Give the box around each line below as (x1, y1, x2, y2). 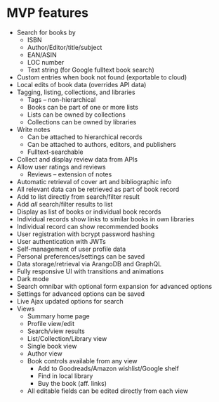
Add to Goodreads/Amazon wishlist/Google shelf (37, 364, 180, 372)
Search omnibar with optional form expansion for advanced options (16, 282, 212, 290)
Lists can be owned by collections (27, 110, 126, 119)
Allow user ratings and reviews (16, 162, 106, 171)
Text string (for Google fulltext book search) (27, 65, 155, 74)
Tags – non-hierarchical (27, 95, 96, 103)
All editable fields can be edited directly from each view (27, 387, 189, 395)
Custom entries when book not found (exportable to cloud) (16, 72, 187, 82)
